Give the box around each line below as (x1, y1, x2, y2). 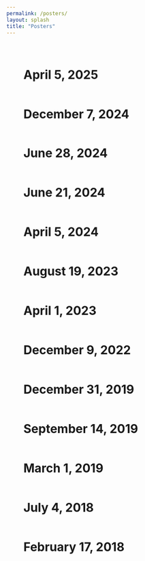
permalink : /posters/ (6, 10, 68, 17)
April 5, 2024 (23, 224, 99, 240)
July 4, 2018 (23, 499, 95, 515)
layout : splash (6, 16, 50, 23)
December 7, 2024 (23, 106, 130, 122)
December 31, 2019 (23, 382, 135, 397)
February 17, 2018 (23, 539, 125, 555)
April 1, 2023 (23, 303, 97, 319)
